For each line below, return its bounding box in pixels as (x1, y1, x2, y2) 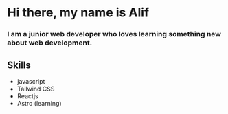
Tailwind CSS (16, 84, 55, 93)
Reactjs (16, 91, 39, 100)
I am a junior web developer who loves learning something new (7, 30, 222, 39)
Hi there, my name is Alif (7, 5, 150, 21)
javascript (16, 77, 45, 85)
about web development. (7, 38, 93, 47)
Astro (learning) (16, 99, 62, 107)
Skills (7, 59, 31, 71)
